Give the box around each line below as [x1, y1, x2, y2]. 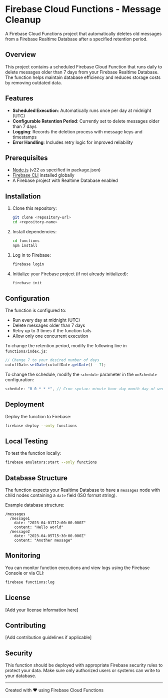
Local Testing [5, 437, 48, 445]
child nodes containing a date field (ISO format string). [5, 492, 117, 498]
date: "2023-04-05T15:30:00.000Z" [14, 534, 86, 539]
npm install [12, 243, 37, 248]
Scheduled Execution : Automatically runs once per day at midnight [12, 107, 151, 113]
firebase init [12, 280, 42, 285]
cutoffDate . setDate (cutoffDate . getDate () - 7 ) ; [5, 362, 106, 368]
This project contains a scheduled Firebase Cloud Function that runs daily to [5, 63, 162, 69]
